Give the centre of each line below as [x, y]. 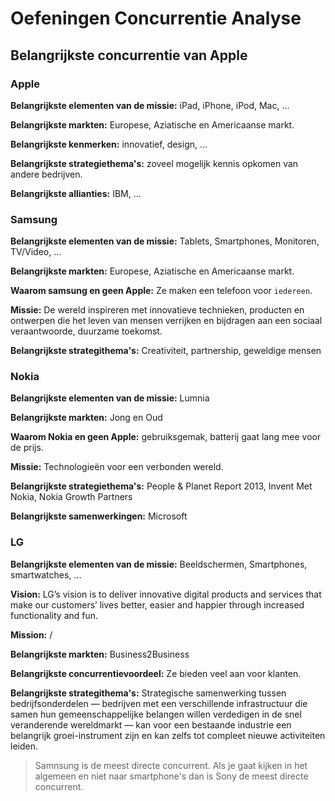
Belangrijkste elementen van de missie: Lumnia [110, 398]
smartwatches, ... [46, 574]
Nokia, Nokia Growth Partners [71, 497]
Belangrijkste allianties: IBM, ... [76, 193]
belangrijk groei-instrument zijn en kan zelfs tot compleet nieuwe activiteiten [168, 735]
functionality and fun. [54, 615]
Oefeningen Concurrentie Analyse [156, 18]
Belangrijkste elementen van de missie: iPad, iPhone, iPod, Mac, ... [150, 105]
